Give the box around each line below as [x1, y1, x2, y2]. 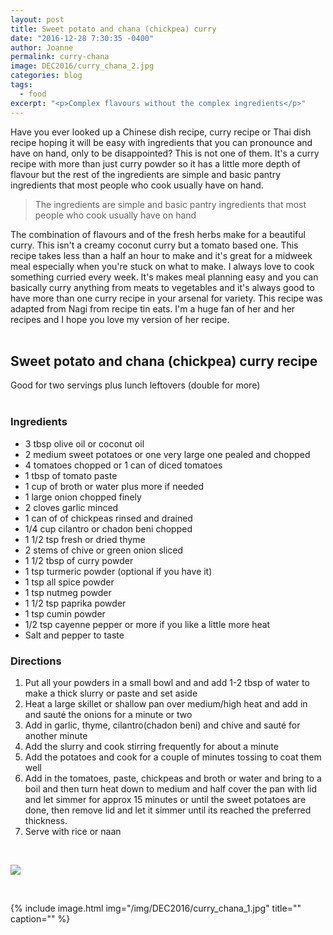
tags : [10, 80, 33, 90]
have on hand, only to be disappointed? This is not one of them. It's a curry [10, 147, 320, 159]
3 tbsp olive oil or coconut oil [24, 437, 145, 450]
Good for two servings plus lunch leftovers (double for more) [10, 379, 261, 391]
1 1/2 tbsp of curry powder [24, 554, 134, 566]
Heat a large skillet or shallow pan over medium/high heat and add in [24, 697, 308, 710]
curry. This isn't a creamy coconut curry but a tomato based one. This [10, 239, 299, 251]
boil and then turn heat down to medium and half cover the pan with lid [24, 782, 318, 795]
